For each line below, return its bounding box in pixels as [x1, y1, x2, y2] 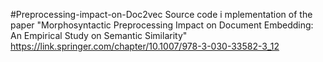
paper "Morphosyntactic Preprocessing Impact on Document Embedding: [10, 19, 314, 31]
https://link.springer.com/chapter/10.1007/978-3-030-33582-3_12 [10, 40, 280, 52]
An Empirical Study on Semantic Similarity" [10, 30, 188, 41]
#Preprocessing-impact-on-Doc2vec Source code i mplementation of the [10, 9, 313, 20]
